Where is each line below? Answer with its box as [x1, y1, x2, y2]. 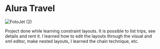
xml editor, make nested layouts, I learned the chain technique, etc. [5, 38, 139, 44]
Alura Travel [5, 3, 55, 14]
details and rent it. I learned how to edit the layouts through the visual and [5, 33, 152, 39]
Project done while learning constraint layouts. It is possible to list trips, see [5, 28, 156, 34]
